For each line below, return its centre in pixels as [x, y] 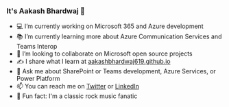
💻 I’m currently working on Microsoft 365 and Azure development [110, 26]
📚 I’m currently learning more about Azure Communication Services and [119, 36]
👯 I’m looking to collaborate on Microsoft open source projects [104, 53]
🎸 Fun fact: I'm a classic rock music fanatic [77, 96]
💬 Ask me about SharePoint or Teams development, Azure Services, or [116, 71]
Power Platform [38, 79]
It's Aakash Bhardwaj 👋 [46, 11]
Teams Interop [37, 47]
